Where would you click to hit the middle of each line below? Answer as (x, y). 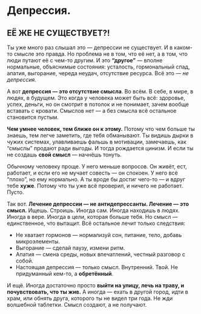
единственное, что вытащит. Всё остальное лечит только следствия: (96, 223)
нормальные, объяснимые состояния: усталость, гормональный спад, (98, 67)
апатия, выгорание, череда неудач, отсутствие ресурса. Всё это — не (98, 73)
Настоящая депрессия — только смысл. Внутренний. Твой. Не (97, 267)
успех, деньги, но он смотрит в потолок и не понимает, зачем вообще (98, 104)
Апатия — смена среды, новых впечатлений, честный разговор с (100, 254)
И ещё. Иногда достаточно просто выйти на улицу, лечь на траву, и (95, 285)
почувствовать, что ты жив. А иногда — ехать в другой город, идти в (97, 292)
